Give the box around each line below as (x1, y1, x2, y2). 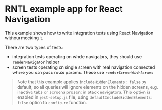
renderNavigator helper (12, 59, 60, 65)
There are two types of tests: (5, 44, 63, 50)
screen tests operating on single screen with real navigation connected (12, 64, 155, 70)
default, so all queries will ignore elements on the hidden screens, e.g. (17, 84, 158, 90)
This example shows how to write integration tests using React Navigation (5, 30, 154, 36)
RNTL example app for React (5, 3, 123, 15)
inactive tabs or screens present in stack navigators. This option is (17, 89, 151, 95)
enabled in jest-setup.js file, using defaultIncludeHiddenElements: (17, 94, 153, 100)
